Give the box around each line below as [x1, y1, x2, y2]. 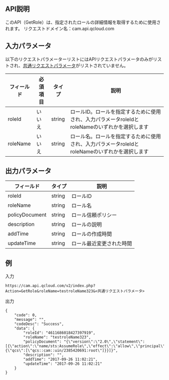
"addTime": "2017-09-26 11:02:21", [23, 357, 98, 362]
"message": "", [14, 317, 46, 322]
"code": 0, [14, 313, 37, 318]
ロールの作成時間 [71, 230, 112, 238]
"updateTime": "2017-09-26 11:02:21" [23, 361, 102, 366]
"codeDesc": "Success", [14, 321, 64, 327]
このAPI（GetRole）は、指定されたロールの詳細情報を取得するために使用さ [5, 19, 161, 25]
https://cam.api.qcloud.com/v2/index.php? [5, 283, 96, 289]
